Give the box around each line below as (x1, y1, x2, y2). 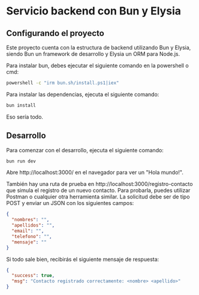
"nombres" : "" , (11, 217, 50, 223)
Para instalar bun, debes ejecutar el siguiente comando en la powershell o (6, 62, 189, 69)
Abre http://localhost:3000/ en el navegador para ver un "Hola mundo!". (6, 169, 184, 176)
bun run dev (6, 158, 36, 164)
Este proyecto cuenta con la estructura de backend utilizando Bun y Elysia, (6, 44, 191, 51)
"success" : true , (11, 273, 55, 279)
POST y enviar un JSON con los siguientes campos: (6, 200, 134, 207)
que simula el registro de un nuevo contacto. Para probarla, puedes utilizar (6, 187, 191, 194)
